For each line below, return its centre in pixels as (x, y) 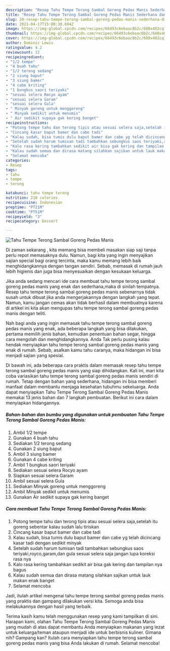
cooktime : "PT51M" (25, 212)
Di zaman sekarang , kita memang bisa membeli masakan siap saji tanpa (81, 250)
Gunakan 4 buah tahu (36, 438)
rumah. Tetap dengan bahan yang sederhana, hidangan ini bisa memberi (81, 381)
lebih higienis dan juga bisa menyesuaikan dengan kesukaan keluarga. (79, 272)
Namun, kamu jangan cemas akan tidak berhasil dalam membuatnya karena (84, 303)
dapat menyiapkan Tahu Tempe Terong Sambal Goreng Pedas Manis (77, 392)
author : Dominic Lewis (30, 43)
